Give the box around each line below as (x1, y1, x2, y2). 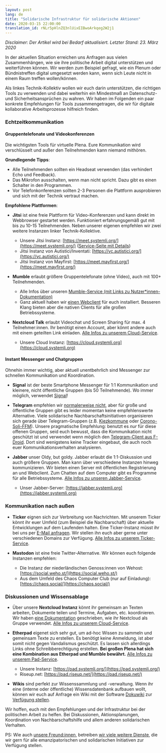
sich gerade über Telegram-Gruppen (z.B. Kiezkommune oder (12, 418, 139, 424)
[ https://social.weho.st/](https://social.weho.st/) (19, 570, 118, 576)
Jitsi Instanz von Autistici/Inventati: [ (19, 248, 94, 254)
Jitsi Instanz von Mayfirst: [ (19, 259, 75, 265)
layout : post (5, 7, 32, 12)
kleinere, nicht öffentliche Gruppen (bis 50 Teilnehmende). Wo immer (12, 387, 154, 393)
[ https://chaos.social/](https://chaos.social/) (19, 581, 110, 586)
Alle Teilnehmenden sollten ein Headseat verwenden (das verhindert (12, 167, 153, 172)
